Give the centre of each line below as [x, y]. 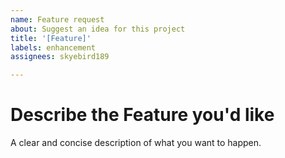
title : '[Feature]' [51, 38]
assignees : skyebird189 [60, 57]
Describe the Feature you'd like [142, 115]
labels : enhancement [53, 47]
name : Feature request [57, 19]
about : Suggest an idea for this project [98, 29]
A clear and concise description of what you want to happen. [136, 143]
